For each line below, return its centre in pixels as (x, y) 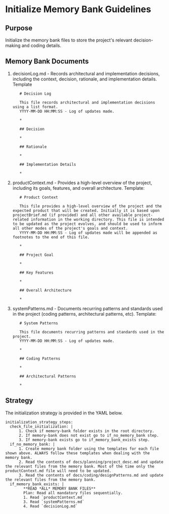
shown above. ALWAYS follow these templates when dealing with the (78, 453)
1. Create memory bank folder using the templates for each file (89, 449)
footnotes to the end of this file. (51, 237)
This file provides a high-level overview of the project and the (91, 206)
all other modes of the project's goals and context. (70, 228)
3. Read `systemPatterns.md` (54, 502)
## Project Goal (37, 255)
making (13, 46)
